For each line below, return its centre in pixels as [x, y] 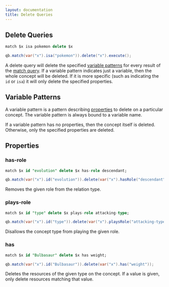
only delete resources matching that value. [50, 279]
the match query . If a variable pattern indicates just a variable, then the [78, 71]
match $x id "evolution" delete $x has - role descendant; [66, 170]
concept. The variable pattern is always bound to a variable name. [74, 114]
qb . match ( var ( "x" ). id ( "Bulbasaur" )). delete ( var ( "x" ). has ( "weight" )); [80, 264]
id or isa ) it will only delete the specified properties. [59, 82]
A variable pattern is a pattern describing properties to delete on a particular [84, 109]
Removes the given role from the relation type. [53, 189]
